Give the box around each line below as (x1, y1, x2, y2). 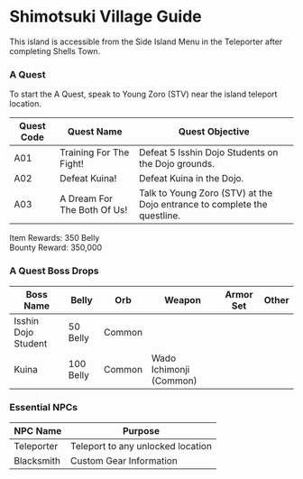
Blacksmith (14, 454, 61, 466)
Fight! (60, 158, 84, 170)
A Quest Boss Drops (9, 264, 99, 277)
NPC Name (14, 424, 62, 437)
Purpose (122, 424, 161, 437)
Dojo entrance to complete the (138, 198, 268, 211)
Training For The (60, 146, 130, 159)
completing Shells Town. (9, 45, 101, 56)
